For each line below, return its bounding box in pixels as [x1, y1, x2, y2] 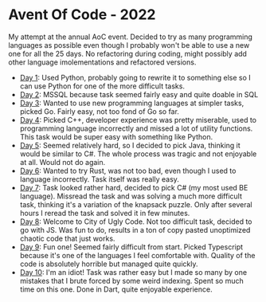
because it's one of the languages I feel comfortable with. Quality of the [19, 250, 256, 260]
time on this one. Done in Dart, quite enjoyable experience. [19, 284, 213, 294]
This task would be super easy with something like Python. [19, 131, 213, 141]
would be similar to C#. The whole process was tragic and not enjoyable [19, 149, 257, 159]
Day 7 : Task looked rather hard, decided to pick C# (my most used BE [19, 182, 248, 192]
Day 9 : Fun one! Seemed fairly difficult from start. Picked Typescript [19, 241, 244, 252]
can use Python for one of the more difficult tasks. [19, 81, 186, 91]
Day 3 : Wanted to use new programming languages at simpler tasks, [19, 98, 244, 108]
